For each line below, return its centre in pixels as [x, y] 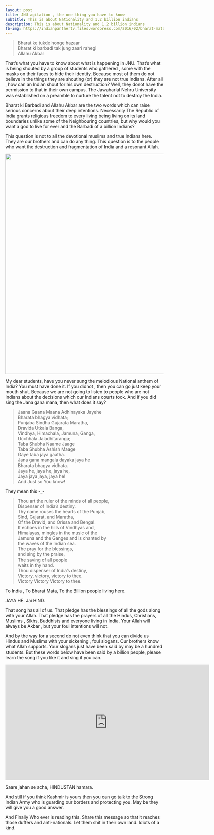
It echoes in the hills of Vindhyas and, [56, 528]
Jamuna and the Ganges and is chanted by [62, 538]
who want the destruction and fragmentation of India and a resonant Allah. [82, 147]
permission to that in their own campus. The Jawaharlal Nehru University [81, 90]
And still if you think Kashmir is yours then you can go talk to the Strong [79, 797]
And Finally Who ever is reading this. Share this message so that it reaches [82, 817]
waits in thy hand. [36, 565]
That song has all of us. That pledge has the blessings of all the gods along [83, 610]
